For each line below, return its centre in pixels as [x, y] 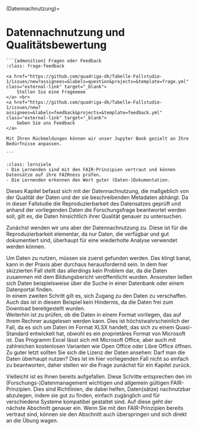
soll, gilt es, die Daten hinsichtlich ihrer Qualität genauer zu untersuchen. [95, 216]
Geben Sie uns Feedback [46, 123]
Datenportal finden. [30, 289]
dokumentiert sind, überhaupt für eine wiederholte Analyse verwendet [92, 240]
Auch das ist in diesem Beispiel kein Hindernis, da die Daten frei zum [90, 302]
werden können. [26, 246]
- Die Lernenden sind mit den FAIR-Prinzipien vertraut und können [91, 169]
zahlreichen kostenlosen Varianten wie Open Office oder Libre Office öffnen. [99, 346]
